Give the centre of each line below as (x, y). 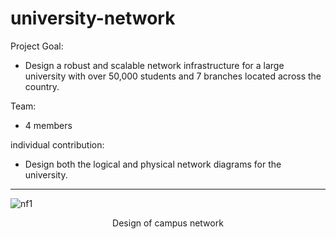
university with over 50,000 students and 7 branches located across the (173, 76)
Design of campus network (168, 223)
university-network (93, 18)
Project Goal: (37, 46)
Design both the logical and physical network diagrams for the (153, 164)
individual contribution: (57, 144)
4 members (48, 125)
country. (42, 86)
